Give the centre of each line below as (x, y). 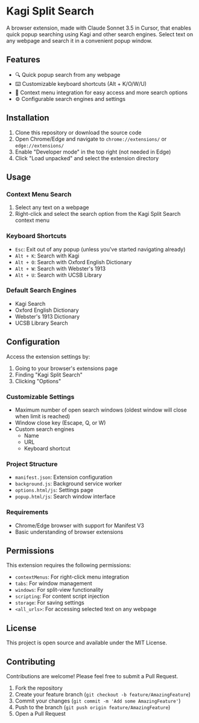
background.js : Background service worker (68, 484)
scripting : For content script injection (62, 596)
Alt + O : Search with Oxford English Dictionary (73, 262)
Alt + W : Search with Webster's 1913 (60, 268)
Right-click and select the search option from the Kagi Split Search (98, 214)
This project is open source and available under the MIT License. (87, 643)
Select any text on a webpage (52, 207)
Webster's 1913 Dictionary (47, 316)
